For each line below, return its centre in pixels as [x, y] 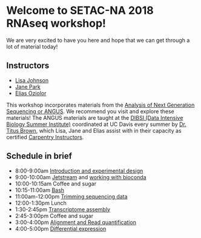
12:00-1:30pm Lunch [41, 203]
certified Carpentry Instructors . [45, 137]
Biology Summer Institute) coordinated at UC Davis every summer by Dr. [96, 124]
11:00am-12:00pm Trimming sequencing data [71, 196]
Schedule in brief [39, 156]
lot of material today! [32, 47]
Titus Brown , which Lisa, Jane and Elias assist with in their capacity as [94, 130]
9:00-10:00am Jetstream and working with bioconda [81, 177]
